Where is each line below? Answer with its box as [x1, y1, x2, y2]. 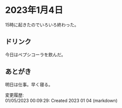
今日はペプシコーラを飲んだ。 [5, 51, 66, 57]
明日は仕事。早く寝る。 [5, 81, 53, 87]
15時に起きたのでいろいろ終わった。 [5, 22, 79, 28]
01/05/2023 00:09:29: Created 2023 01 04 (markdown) [5, 97, 118, 104]
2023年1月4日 [5, 4, 63, 16]
